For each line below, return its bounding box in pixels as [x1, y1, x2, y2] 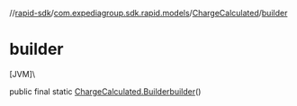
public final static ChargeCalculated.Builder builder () [9, 85, 202, 97]
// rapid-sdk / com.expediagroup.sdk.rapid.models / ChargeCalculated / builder [9, 8, 288, 18]
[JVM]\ [9, 68, 36, 79]
